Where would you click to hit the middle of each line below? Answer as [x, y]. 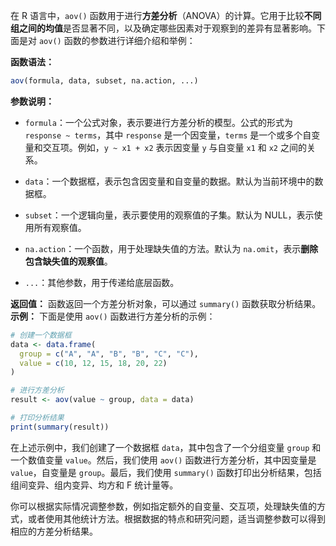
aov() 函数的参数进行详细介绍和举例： [117, 40]
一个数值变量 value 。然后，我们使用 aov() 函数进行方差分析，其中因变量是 [163, 460]
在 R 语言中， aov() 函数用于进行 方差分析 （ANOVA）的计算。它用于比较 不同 [166, 15]
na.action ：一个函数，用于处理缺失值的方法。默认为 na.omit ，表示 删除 [171, 248]
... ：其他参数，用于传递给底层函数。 [102, 282]
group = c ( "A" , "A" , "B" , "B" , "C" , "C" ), [109, 354]
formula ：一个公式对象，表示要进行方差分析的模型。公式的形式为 [158, 122]
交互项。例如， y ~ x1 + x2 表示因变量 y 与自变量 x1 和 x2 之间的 [174, 147]
